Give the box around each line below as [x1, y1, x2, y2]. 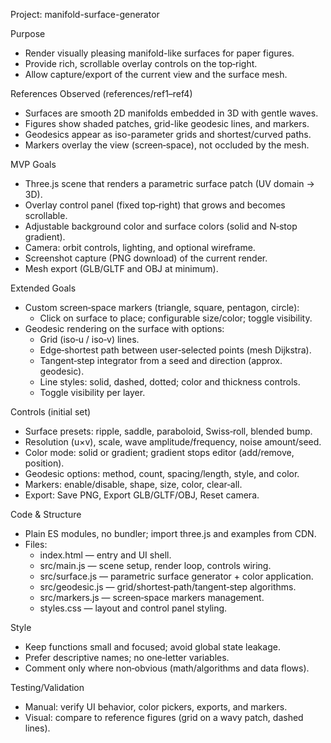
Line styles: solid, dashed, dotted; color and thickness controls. [39, 376, 301, 388]
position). [24, 457, 65, 469]
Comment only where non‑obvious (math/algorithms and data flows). [24, 662, 310, 674]
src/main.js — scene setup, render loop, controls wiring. [39, 560, 272, 571]
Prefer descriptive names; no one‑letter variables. [24, 652, 230, 663]
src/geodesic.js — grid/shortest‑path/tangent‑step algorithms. [39, 581, 297, 593]
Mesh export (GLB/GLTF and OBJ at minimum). [24, 263, 219, 274]
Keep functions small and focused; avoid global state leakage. [24, 641, 281, 653]
